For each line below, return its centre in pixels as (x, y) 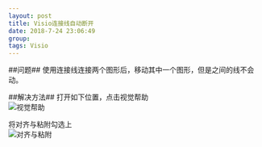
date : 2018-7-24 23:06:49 (52, 31)
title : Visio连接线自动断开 (51, 23)
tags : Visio (28, 46)
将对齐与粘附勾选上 (40, 124)
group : (19, 38)
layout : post (30, 16)
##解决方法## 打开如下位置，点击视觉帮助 (79, 97)
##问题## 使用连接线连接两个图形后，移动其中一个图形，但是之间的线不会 (131, 70)
